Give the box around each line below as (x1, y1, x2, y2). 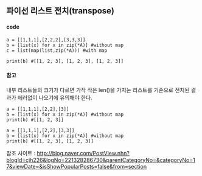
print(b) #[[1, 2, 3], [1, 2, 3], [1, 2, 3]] (6, 58, 124, 64)
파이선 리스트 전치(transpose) (6, 5, 114, 16)
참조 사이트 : (6, 149, 36, 157)
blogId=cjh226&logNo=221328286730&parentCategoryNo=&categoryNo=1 (6, 156, 196, 163)
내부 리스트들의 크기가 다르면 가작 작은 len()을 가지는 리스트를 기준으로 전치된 (6, 86, 190, 93)
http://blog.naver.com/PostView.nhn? (37, 149, 130, 157)
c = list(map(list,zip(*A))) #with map (6, 48, 108, 54)
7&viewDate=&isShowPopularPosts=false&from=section (6, 163, 147, 170)
